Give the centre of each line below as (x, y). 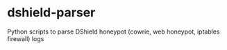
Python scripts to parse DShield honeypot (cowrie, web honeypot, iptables (113, 32)
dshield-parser (51, 13)
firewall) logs (26, 38)
